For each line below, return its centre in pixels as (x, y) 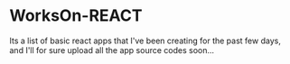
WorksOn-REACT (76, 16)
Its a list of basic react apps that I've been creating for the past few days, (145, 41)
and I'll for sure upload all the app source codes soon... (112, 50)
